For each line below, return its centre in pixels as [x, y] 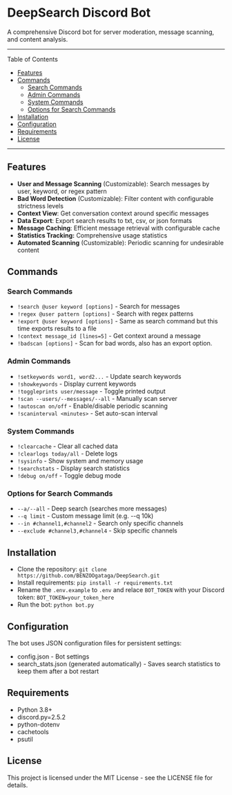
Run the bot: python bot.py [56, 605]
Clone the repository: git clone [62, 569]
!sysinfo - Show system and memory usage [80, 461]
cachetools [33, 731]
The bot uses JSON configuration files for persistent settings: [94, 643]
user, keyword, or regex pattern [62, 191]
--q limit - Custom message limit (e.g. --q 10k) [85, 516]
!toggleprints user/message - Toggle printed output [91, 391]
